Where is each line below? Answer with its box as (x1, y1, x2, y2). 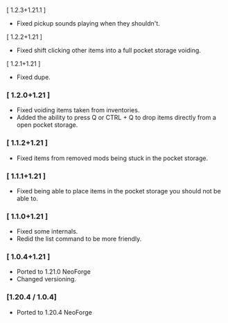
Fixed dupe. (16, 73, 51, 81)
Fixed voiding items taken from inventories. (16, 106, 140, 114)
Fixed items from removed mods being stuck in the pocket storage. (16, 154, 209, 162)
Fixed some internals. (16, 227, 78, 236)
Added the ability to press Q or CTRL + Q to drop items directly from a (16, 114, 216, 122)
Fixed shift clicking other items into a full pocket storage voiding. (16, 46, 202, 54)
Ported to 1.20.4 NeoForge (16, 308, 93, 316)
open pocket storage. (16, 121, 78, 129)
